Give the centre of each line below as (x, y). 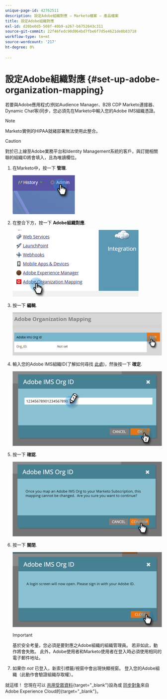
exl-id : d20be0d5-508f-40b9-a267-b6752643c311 (54, 26)
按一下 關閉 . (25, 545)
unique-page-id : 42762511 (32, 10)
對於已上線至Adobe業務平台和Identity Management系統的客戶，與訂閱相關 (82, 151)
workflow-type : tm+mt (28, 37)
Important (22, 635)
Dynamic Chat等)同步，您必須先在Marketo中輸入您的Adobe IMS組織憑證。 (82, 111)
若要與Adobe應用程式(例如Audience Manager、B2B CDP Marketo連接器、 (81, 104)
